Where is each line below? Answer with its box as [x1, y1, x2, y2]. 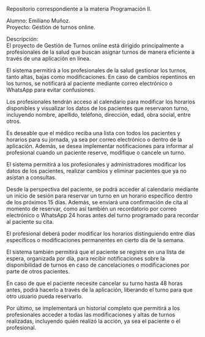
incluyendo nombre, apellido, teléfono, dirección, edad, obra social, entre [6, 111, 191, 118]
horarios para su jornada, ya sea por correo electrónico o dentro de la [6, 136, 182, 143]
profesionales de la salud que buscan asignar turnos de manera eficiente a [6, 48, 195, 56]
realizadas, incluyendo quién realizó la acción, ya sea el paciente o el [6, 317, 181, 325]
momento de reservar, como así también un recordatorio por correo [6, 205, 177, 212]
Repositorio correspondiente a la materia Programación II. [6, 6, 152, 12]
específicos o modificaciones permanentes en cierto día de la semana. [6, 237, 185, 243]
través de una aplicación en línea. [6, 55, 91, 62]
